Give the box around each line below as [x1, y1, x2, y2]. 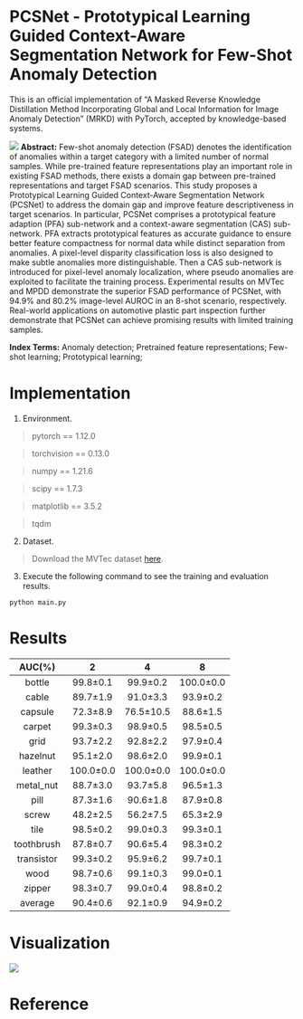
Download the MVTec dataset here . [31, 553, 165, 564]
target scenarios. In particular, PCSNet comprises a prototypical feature [9, 208, 276, 219]
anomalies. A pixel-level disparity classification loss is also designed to [9, 247, 274, 258]
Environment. [22, 413, 72, 424]
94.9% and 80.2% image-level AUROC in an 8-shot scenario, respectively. [9, 295, 288, 306]
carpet [23, 719, 52, 732]
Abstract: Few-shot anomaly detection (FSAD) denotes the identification [20, 141, 292, 152]
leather [22, 764, 52, 776]
